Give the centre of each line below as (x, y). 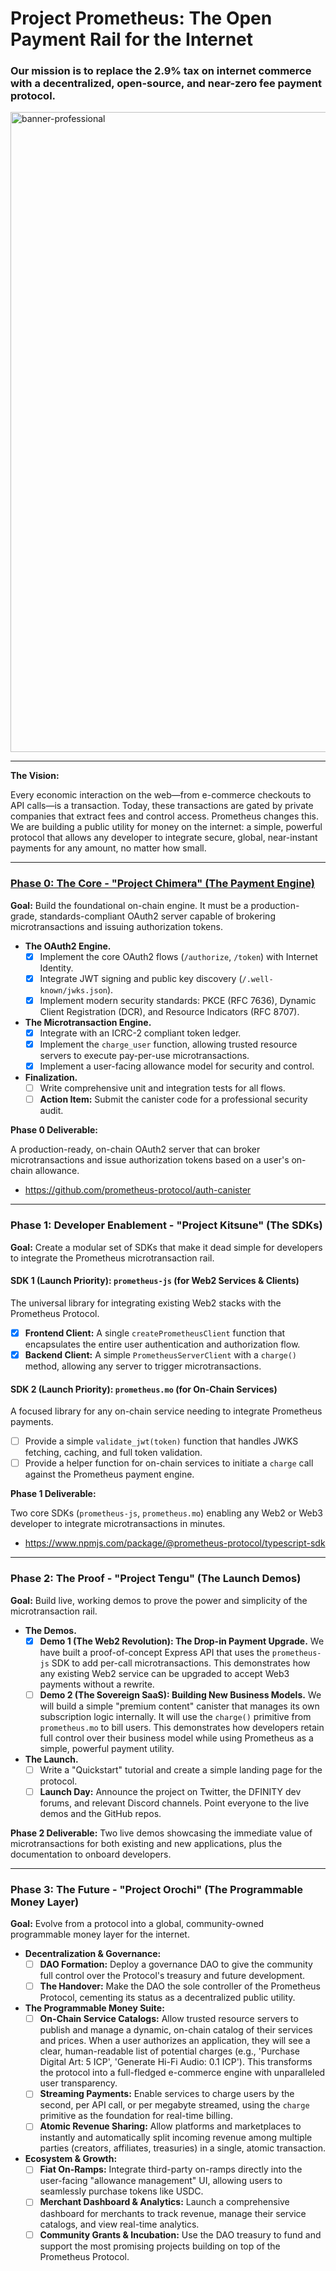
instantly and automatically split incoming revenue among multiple (176, 2138)
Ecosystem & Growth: (71, 2159)
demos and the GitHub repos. (100, 1813)
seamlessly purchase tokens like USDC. (121, 2191)
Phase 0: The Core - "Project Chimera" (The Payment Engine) (163, 884)
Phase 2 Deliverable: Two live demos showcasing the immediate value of (161, 1833)
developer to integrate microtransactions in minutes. (118, 1524)
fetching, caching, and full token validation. (113, 1453)
